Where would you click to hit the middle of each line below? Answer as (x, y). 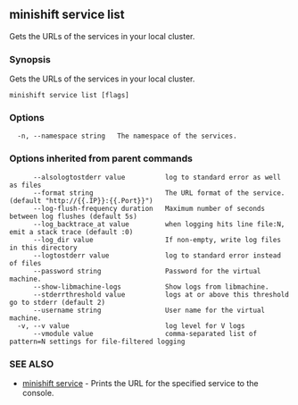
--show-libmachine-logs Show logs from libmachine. (151, 287)
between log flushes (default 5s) (74, 216)
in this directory (43, 248)
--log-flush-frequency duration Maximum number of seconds (149, 208)
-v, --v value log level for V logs (131, 325)
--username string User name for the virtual (149, 310)
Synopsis (30, 59)
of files (25, 263)
